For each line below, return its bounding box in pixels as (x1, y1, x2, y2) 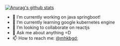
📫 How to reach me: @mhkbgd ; (12, 35, 78, 41)
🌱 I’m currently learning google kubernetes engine (12, 20, 115, 25)
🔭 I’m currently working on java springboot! (12, 14, 101, 20)
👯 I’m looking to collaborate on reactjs (12, 24, 90, 30)
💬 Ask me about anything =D (12, 30, 71, 35)
